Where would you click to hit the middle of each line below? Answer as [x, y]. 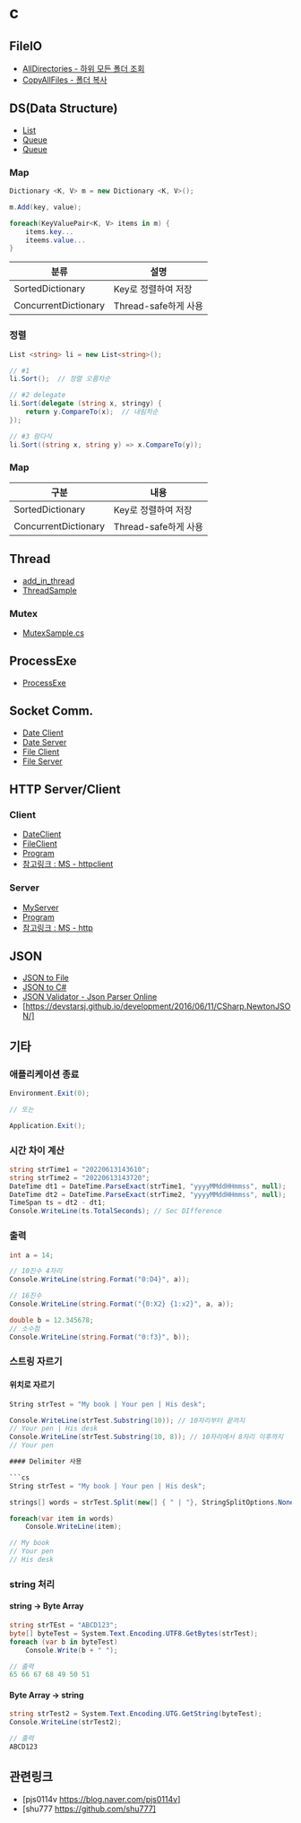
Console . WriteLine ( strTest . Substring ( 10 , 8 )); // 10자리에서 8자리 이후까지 [146, 1437]
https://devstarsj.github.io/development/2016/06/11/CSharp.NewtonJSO [158, 1006]
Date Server [44, 742]
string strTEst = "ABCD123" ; [64, 1626]
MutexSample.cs [53, 633]
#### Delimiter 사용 [46, 1462]
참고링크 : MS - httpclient [68, 864]
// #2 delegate [38, 395]
